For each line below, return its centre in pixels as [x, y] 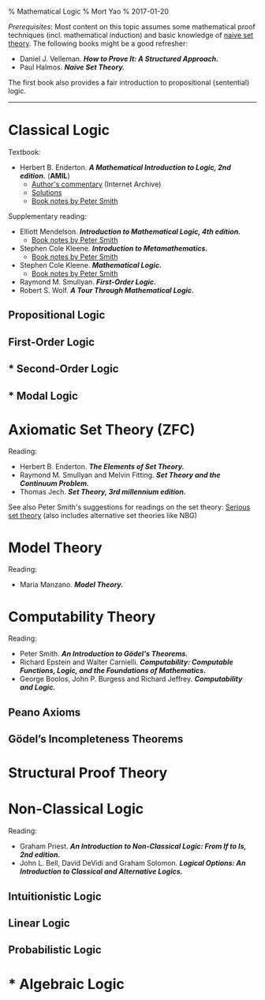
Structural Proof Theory [88, 773]
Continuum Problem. [54, 483]
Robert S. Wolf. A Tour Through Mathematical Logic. [107, 290]
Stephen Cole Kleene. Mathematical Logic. [91, 265]
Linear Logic [39, 923]
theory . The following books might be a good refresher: [98, 43]
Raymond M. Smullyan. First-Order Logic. [88, 282]
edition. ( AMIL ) [45, 175]
